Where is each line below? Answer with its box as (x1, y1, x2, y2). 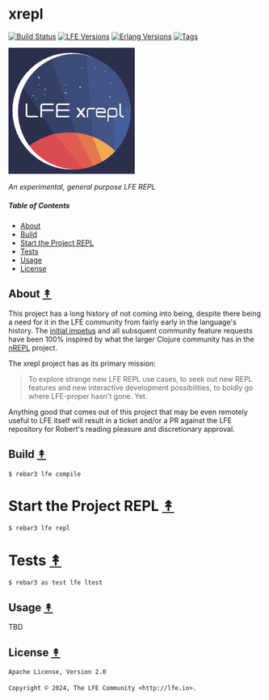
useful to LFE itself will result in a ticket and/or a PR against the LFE (8, 415, 233, 425)
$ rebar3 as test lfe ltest (8, 579, 103, 587)
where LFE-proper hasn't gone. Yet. (27, 391, 148, 400)
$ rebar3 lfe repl (8, 524, 70, 533)
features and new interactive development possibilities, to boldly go (27, 383, 254, 392)
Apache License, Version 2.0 (8, 668, 107, 677)
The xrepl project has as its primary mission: (8, 358, 156, 368)
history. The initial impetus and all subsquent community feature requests (8, 325, 253, 335)
